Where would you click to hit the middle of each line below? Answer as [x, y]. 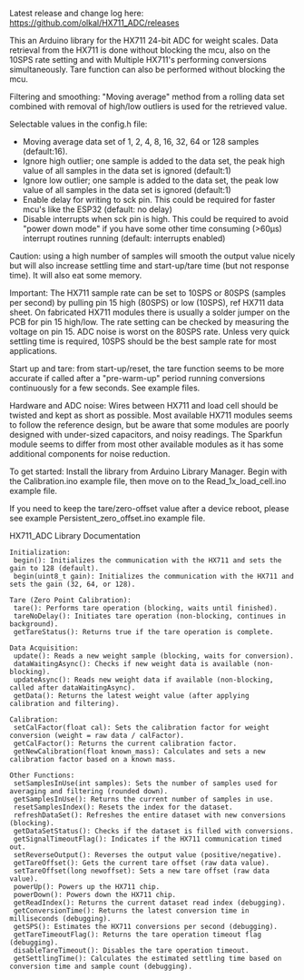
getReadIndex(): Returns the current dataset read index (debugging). [149, 903]
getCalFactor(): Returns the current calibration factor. [125, 743]
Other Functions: [42, 775]
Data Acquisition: [44, 648]
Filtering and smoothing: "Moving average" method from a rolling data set [147, 96]
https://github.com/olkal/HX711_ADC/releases [94, 23]
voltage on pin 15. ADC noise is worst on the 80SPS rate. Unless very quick [150, 332]
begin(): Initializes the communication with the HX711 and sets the [147, 561]
